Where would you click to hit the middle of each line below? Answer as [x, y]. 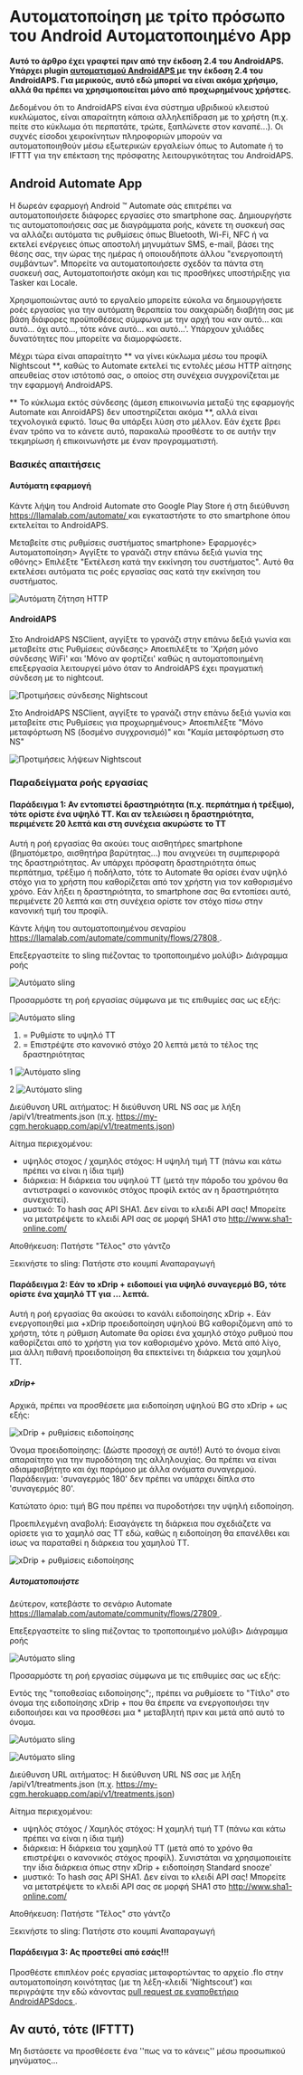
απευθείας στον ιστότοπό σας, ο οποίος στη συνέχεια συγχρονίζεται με [145, 375]
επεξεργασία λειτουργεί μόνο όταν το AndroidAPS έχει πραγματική [137, 668]
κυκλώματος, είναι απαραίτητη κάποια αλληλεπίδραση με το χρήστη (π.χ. [149, 117]
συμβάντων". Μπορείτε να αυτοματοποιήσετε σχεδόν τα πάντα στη [137, 263]
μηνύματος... [34, 2061]
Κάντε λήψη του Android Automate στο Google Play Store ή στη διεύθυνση [149, 506]
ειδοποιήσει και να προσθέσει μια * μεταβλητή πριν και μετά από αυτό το [147, 1712]
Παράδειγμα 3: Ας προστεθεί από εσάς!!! [90, 1952]
